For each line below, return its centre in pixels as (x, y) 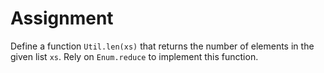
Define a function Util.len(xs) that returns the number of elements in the (162, 46)
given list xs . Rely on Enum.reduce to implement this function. (134, 56)
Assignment (62, 18)
